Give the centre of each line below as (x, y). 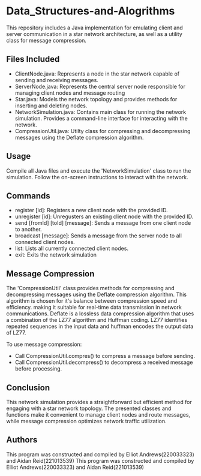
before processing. (38, 369)
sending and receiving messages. (57, 80)
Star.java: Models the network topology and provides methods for (96, 99)
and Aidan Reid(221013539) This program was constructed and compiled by (100, 460)
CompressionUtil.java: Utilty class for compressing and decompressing (103, 131)
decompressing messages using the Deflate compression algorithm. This (97, 294)
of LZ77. (16, 333)
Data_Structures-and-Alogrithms (91, 11)
